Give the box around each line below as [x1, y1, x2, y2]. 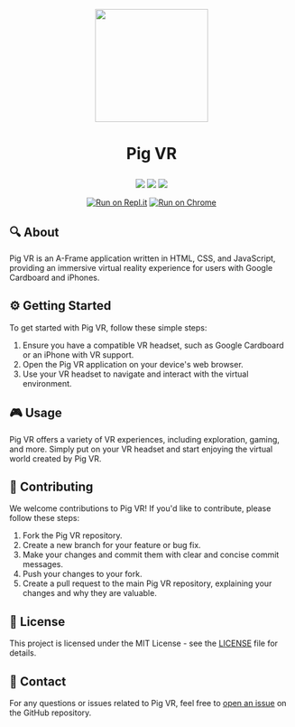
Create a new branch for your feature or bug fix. [22, 540, 201, 551]
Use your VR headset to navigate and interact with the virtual [22, 368, 249, 379]
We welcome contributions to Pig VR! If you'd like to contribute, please [9, 503, 272, 514]
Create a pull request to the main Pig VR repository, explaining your [22, 578, 272, 589]
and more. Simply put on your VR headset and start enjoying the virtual [9, 443, 273, 454]
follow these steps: [9, 513, 79, 524]
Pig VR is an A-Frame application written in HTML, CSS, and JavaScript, [9, 253, 276, 264]
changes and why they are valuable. [22, 588, 158, 599]
